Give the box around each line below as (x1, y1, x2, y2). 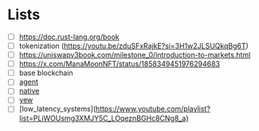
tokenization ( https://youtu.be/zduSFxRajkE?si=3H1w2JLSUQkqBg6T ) (18, 42, 249, 50)
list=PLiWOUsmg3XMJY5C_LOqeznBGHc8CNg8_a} (18, 113, 189, 123)
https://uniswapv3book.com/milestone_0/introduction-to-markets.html (18, 50, 251, 60)
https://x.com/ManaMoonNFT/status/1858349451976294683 (18, 59, 221, 69)
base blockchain (18, 68, 73, 77)
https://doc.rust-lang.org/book (18, 32, 120, 42)
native (18, 86, 40, 96)
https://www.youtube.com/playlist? (95, 104, 210, 113)
